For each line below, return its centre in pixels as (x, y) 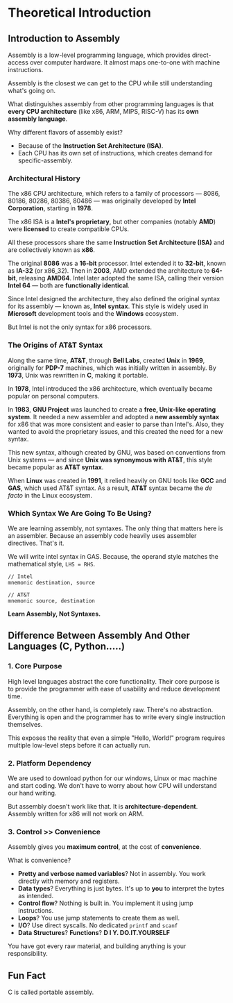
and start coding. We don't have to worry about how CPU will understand (112, 785)
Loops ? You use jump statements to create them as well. (98, 918)
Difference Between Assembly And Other (99, 635)
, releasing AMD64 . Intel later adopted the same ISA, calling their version (120, 278)
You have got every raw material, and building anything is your (97, 946)
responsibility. (28, 954)
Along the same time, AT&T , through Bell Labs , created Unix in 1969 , (106, 360)
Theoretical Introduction (79, 13)
